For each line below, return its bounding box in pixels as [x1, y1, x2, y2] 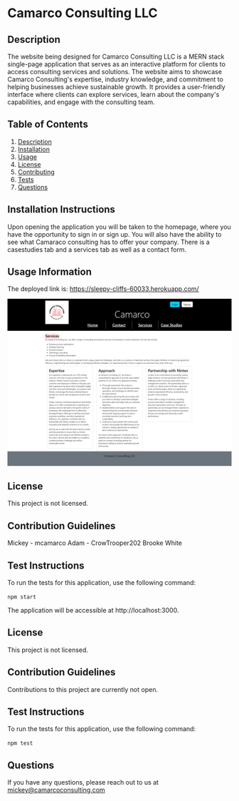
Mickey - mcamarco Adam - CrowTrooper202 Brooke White [7, 539, 183, 547]
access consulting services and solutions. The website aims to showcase [7, 68, 223, 76]
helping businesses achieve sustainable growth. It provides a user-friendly [7, 83, 225, 91]
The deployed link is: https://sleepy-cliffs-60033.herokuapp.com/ [7, 285, 199, 293]
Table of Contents [7, 118, 89, 131]
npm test [7, 740, 33, 747]
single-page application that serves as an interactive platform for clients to [7, 60, 226, 68]
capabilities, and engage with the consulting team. [7, 98, 155, 106]
